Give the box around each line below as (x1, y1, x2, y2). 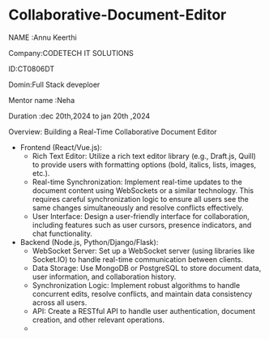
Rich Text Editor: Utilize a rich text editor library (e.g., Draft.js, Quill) (32, 151, 257, 161)
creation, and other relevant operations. (32, 315, 164, 324)
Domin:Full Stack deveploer (8, 79, 100, 89)
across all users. (32, 298, 88, 307)
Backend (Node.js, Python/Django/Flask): (19, 237, 159, 247)
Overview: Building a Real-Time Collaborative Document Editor (8, 127, 217, 136)
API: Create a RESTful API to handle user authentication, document (32, 306, 255, 315)
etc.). (32, 168, 50, 178)
